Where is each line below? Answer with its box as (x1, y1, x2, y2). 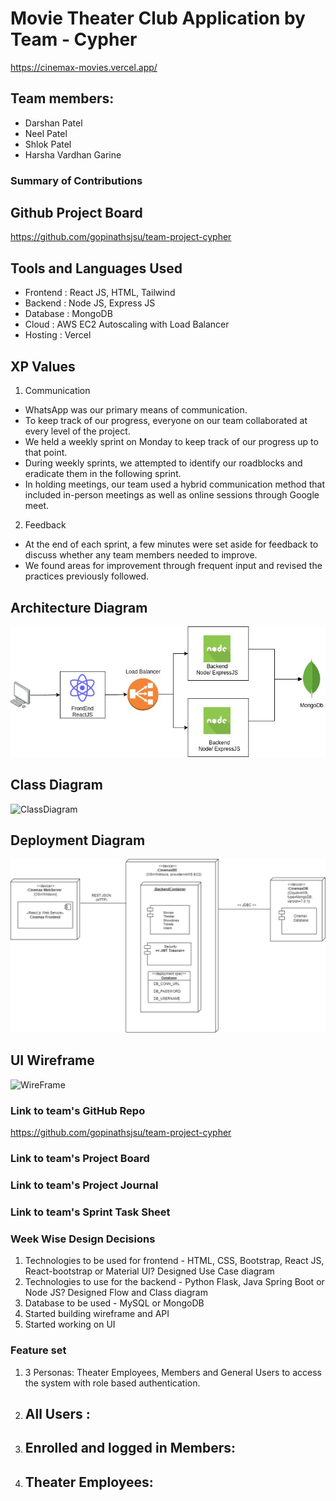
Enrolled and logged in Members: (24, 1440, 237, 1457)
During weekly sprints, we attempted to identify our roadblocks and (24, 457, 303, 469)
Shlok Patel (24, 138, 72, 150)
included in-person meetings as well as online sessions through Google (24, 489, 320, 501)
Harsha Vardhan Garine (24, 148, 122, 161)
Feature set (10, 1343, 67, 1357)
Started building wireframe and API (24, 1308, 170, 1320)
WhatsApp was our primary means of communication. (24, 404, 248, 416)
